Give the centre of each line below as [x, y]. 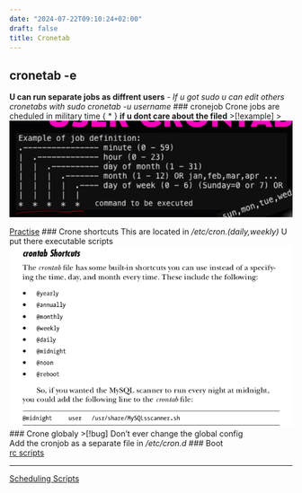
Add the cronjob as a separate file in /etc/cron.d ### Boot [116, 444]
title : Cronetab [40, 38]
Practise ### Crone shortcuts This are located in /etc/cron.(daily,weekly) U [148, 231]
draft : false [34, 28]
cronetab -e [43, 75]
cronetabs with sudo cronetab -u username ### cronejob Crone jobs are [145, 107]
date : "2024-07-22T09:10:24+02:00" [76, 19]
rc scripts [27, 453]
